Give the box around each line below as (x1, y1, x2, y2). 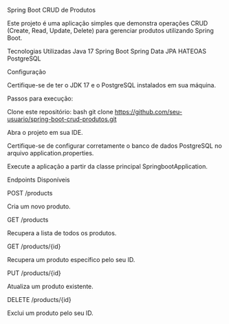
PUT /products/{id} (7, 269, 62, 277)
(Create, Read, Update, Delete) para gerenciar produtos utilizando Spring (7, 27, 215, 34)
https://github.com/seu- (114, 108, 182, 116)
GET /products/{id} (7, 242, 61, 250)
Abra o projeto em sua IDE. (7, 129, 84, 136)
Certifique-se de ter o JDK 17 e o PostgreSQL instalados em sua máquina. (7, 81, 217, 89)
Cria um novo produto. (7, 202, 71, 210)
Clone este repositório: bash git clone (7, 108, 113, 116)
